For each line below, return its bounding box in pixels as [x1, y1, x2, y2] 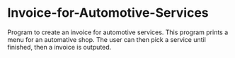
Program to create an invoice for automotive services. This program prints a [7, 28, 229, 36]
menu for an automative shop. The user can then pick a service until [7, 35, 207, 43]
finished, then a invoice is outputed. [7, 43, 112, 51]
